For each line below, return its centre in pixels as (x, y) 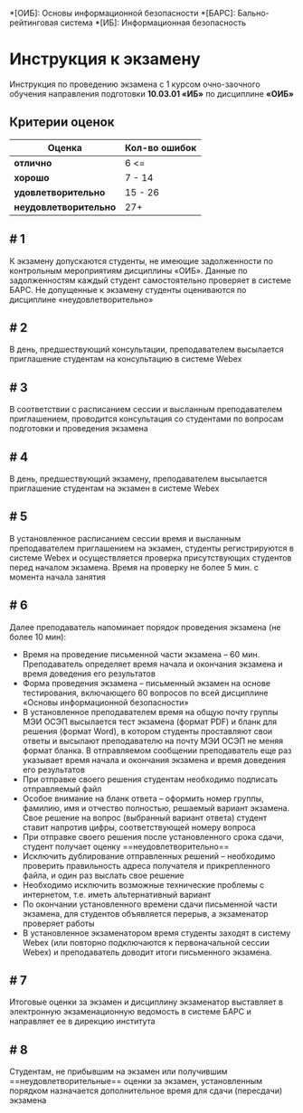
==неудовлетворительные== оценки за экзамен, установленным (136, 1081)
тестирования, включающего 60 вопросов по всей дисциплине (145, 693)
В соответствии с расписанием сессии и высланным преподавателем (146, 410)
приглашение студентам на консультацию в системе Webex (126, 359)
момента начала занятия (58, 577)
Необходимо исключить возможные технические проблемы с (143, 884)
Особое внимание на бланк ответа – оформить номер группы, (143, 798)
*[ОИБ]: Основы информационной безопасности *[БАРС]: (123, 13)
